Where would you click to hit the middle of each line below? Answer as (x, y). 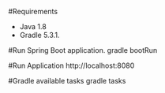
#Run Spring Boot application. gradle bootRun (83, 50)
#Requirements (33, 11)
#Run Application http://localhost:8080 (71, 65)
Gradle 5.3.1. (39, 35)
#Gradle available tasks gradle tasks (67, 81)
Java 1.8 (33, 26)
